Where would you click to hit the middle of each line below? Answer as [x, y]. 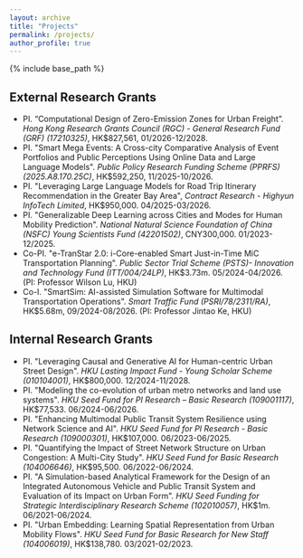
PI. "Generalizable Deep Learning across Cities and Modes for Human [152, 215]
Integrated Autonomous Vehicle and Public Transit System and [139, 486]
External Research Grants [83, 97]
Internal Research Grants [81, 340]
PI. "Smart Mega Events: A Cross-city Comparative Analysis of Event [151, 148]
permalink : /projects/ [52, 34]
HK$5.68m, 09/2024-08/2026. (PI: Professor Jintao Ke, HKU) [137, 311]
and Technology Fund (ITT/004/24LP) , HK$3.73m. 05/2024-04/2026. [152, 273]
